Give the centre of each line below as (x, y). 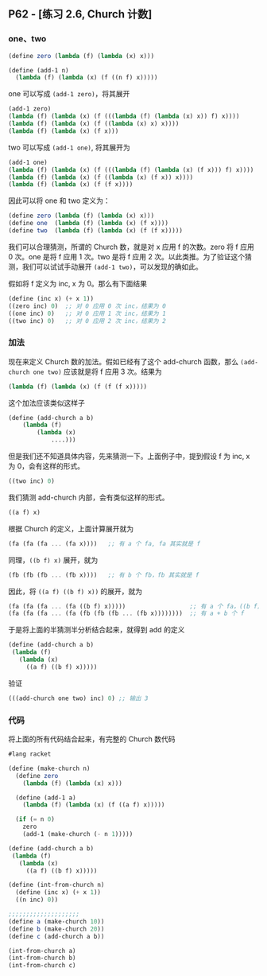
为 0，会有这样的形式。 (46, 466)
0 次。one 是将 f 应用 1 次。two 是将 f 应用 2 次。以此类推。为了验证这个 (126, 256)
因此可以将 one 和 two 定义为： (59, 200)
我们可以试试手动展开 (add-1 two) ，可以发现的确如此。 (112, 266)
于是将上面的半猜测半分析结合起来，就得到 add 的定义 (97, 630)
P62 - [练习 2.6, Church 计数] (80, 14)
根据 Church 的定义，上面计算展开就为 (71, 528)
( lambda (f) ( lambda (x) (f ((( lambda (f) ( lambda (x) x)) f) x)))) (124, 117)
